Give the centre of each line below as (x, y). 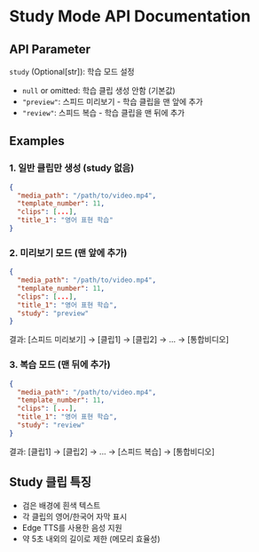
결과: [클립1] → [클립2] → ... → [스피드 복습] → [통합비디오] (112, 452)
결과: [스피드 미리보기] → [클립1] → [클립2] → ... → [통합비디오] (119, 340)
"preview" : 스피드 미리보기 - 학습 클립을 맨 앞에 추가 (113, 101)
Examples (37, 141)
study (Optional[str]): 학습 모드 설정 (72, 72)
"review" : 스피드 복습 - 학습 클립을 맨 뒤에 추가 (103, 112)
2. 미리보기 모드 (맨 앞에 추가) (68, 252)
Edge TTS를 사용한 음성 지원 (72, 527)
